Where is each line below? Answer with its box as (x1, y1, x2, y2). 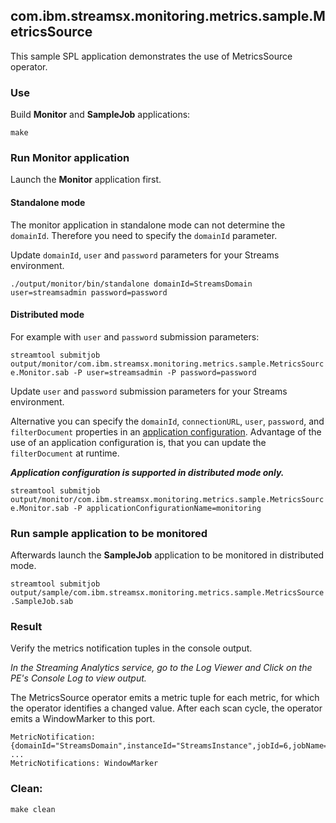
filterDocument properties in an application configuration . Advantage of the (10, 425, 322, 438)
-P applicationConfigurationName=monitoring (73, 503, 262, 513)
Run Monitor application (10, 151, 130, 165)
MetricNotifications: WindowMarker (10, 759, 159, 769)
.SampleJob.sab (10, 597, 74, 607)
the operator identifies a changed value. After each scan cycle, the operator (10, 702, 323, 714)
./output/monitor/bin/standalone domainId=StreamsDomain (10, 279, 253, 289)
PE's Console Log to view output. (10, 672, 147, 684)
